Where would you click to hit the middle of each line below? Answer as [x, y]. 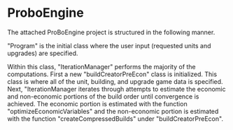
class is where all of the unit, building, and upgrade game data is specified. [115, 81]
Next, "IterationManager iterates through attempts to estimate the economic [116, 89]
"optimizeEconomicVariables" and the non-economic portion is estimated [113, 111]
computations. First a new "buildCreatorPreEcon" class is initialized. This [112, 74]
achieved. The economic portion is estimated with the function [97, 103]
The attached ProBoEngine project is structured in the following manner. [111, 32]
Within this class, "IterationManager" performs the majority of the [101, 66]
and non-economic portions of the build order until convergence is [103, 96]
